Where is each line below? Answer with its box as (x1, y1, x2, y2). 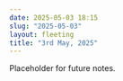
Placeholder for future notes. (9, 63, 116, 74)
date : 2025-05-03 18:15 (9, 13, 99, 22)
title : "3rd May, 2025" (9, 38, 99, 48)
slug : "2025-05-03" (9, 22, 83, 31)
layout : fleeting (9, 30, 75, 39)
